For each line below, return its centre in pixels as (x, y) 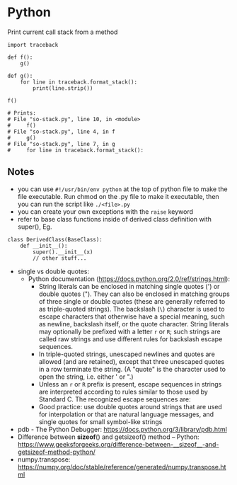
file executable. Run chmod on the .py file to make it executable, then (118, 196)
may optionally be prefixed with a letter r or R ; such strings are (129, 331)
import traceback (33, 45)
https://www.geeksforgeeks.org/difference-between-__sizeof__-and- (118, 444)
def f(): (20, 57)
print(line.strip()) (63, 88)
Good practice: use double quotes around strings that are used (131, 406)
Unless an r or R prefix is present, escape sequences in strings (130, 384)
